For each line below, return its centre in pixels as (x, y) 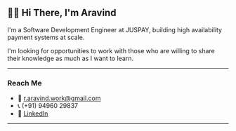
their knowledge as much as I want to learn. (71, 58)
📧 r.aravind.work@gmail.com (59, 98)
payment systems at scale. (46, 37)
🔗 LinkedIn (33, 113)
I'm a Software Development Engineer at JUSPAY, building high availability (115, 29)
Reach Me (25, 83)
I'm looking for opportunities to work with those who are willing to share (111, 50)
